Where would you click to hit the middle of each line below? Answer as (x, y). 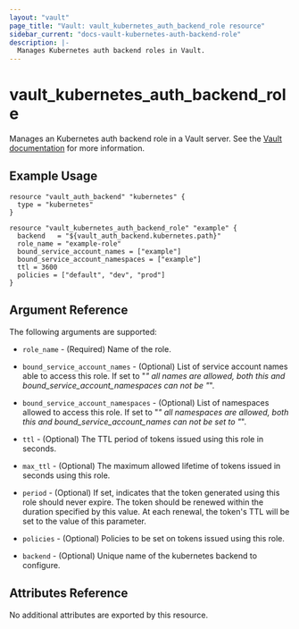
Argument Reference (69, 310)
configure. (41, 565)
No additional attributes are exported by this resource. (108, 615)
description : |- (39, 42)
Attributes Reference (69, 594)
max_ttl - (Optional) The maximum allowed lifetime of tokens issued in (151, 465)
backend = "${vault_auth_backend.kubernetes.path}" (119, 236)
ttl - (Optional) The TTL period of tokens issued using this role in (143, 439)
